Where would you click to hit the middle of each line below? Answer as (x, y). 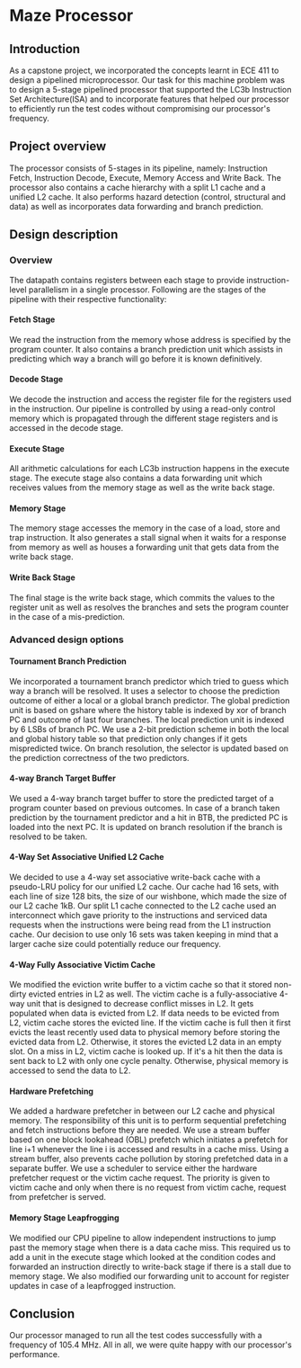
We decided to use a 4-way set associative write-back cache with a (135, 877)
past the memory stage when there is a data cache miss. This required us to (150, 1247)
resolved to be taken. (49, 836)
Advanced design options (66, 639)
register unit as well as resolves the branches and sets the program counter (149, 607)
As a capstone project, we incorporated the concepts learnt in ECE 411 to (144, 70)
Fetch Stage (32, 319)
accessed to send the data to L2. (70, 1070)
